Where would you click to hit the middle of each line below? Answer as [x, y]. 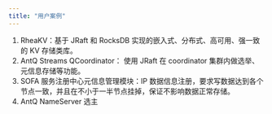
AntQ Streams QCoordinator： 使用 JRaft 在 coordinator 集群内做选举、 [140, 60]
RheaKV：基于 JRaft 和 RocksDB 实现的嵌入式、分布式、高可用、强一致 [140, 40]
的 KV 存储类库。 [48, 50]
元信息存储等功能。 [53, 71]
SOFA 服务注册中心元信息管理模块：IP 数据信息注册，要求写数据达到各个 [142, 81]
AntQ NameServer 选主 [59, 101]
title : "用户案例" [37, 16]
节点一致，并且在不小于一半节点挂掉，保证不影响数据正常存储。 [127, 91]
